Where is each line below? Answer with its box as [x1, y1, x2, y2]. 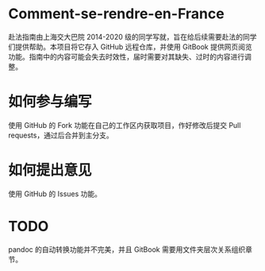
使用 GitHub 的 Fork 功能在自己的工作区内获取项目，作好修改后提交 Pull [8, 120, 241, 130]
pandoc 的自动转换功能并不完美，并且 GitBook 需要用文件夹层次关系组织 [8, 244, 246, 254]
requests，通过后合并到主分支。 [8, 130, 113, 140]
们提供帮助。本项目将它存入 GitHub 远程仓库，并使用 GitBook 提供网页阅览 [8, 41, 252, 52]
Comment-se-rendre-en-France [8, 5, 225, 23]
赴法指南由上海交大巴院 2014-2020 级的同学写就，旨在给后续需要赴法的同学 [8, 32, 257, 41]
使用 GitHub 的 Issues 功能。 [8, 188, 102, 199]
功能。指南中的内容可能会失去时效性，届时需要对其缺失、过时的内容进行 [8, 52, 244, 61]
